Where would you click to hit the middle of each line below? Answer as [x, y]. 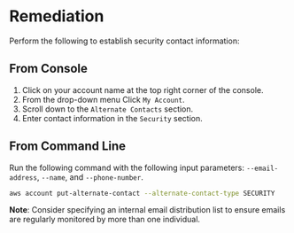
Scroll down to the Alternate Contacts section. [108, 109]
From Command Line [68, 147]
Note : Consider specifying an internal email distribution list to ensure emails [147, 210]
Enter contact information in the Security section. [112, 118]
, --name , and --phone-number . [90, 177]
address [23, 178]
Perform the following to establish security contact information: [124, 41]
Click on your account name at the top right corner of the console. [143, 89]
